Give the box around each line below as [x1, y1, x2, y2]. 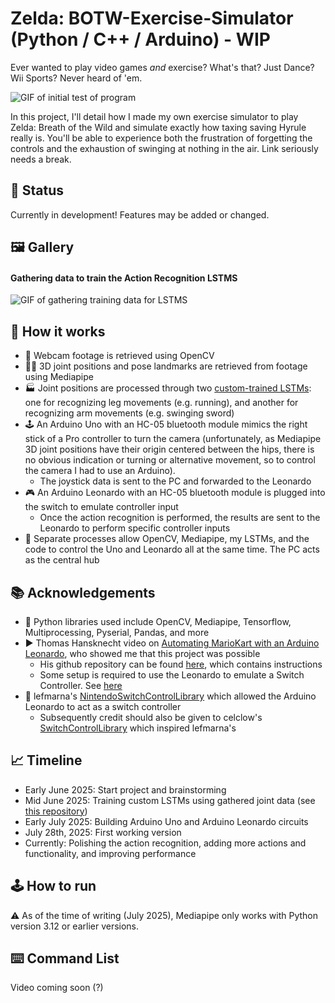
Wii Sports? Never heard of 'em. [10, 72, 143, 84]
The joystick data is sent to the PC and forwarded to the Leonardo [39, 475, 312, 487]
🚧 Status [10, 182, 65, 199]
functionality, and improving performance [24, 847, 197, 859]
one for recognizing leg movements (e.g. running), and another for [24, 397, 299, 409]
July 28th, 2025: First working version [24, 826, 182, 838]
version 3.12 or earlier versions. [10, 920, 140, 932]
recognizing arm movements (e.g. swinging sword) [24, 407, 235, 419]
